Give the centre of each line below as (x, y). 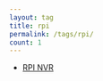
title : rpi (30, 26)
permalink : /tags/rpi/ (51, 34)
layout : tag (31, 17)
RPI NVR (38, 68)
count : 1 (26, 42)
